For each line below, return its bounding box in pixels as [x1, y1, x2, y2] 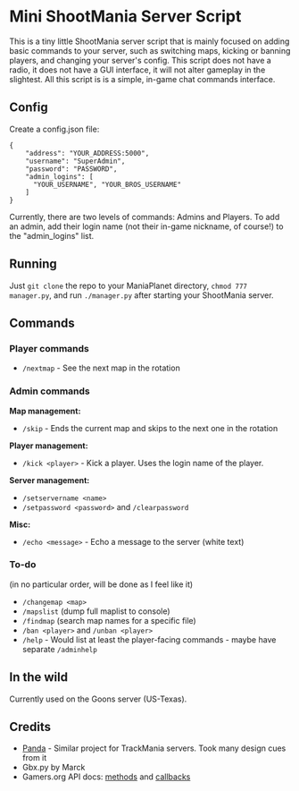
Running [9, 257, 58, 272]
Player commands [9, 342, 89, 354]
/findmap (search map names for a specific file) [21, 615, 196, 625]
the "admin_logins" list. [9, 230, 95, 241]
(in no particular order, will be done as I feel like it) [9, 579, 194, 590]
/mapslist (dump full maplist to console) [21, 606, 171, 617]
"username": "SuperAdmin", [25, 157, 126, 166]
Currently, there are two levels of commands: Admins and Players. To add [9, 211, 280, 222]
